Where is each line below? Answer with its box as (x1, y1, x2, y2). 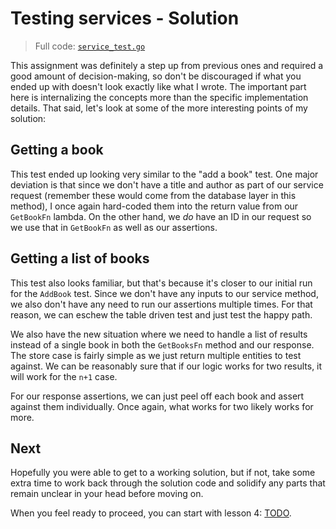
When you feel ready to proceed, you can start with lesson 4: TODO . (10, 507, 292, 519)
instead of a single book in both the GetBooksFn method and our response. (10, 338, 315, 351)
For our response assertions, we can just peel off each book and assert (10, 390, 305, 402)
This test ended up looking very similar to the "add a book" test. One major (10, 168, 319, 180)
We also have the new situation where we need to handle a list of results (10, 328, 308, 340)
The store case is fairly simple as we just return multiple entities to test (10, 349, 302, 361)
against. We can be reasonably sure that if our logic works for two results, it (10, 360, 323, 372)
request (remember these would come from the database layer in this (10, 189, 297, 201)
